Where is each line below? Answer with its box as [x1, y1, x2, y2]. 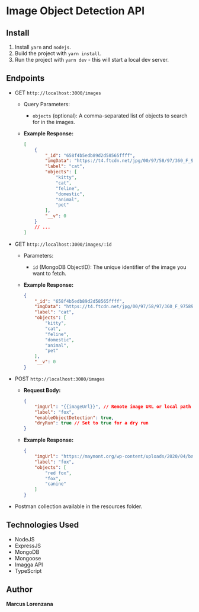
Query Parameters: [23, 100, 70, 107]
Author [6, 585, 33, 595]
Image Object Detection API [6, 4, 145, 18]
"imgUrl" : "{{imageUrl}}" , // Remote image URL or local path [34, 404, 191, 410]
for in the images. [32, 118, 76, 125]
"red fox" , [44, 470, 72, 476]
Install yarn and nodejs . [14, 43, 71, 50]
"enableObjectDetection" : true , [34, 414, 114, 421]
